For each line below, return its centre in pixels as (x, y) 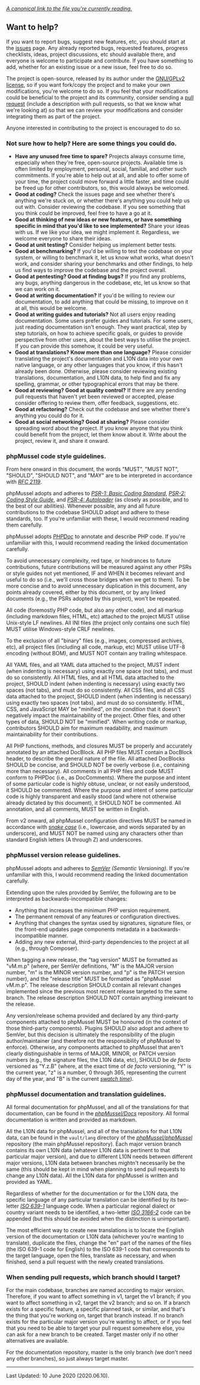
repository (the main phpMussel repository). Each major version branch (94, 1144)
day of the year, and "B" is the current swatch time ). (70, 1078)
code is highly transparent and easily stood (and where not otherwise (91, 796)
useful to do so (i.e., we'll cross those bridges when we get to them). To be (98, 580)
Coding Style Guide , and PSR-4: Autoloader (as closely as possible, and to (98, 500)
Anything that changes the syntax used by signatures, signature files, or (103, 923)
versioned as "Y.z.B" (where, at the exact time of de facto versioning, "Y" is (99, 1066)
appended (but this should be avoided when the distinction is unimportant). (99, 1219)
